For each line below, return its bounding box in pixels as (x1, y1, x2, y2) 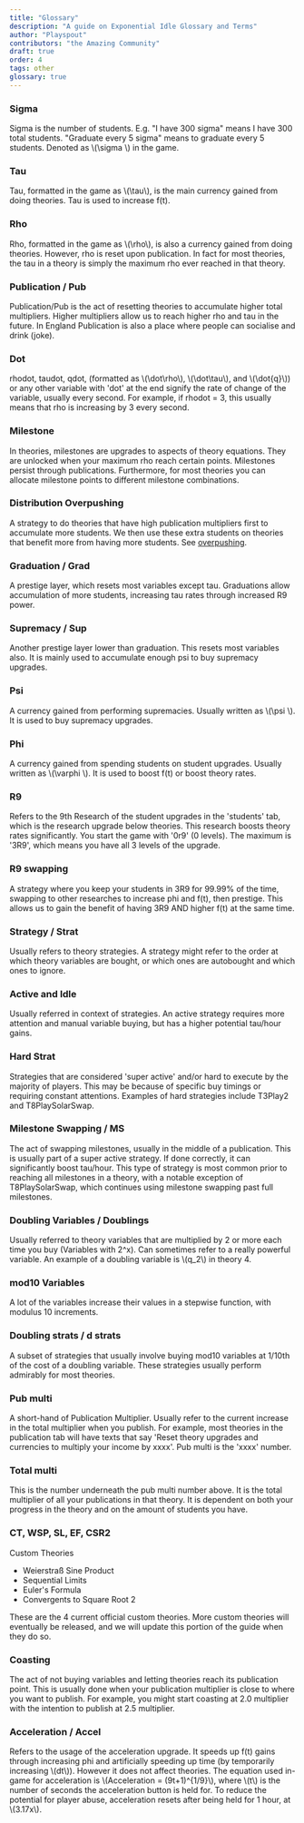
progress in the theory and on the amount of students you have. (9, 1504, 249, 1515)
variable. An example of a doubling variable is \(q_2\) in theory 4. (9, 1254, 252, 1265)
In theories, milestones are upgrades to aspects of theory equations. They (9, 446, 287, 456)
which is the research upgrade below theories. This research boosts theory (9, 820, 290, 831)
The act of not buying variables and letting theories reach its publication (9, 1673, 279, 1684)
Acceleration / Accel (9, 1725, 102, 1738)
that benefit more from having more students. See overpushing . (9, 536, 248, 547)
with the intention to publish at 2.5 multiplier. (9, 1702, 175, 1713)
